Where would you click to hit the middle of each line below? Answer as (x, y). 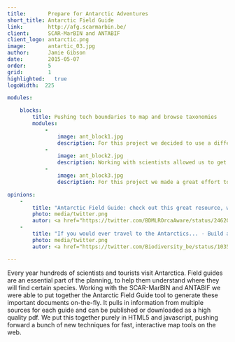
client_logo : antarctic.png (48, 40)
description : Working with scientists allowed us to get (142, 163)
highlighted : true (37, 79)
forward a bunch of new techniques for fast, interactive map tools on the (112, 325)
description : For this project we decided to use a (134, 143)
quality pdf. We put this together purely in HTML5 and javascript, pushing (113, 317)
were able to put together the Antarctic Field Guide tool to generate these (113, 295)
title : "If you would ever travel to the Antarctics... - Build (128, 234)
